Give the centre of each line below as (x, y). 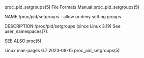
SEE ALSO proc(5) (23, 41)
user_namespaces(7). (27, 31)
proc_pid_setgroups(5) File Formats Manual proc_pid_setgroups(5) (72, 7)
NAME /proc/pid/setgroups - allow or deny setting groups (63, 16)
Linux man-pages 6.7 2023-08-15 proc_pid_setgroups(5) (62, 50)
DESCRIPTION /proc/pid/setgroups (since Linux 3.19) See (63, 26)
